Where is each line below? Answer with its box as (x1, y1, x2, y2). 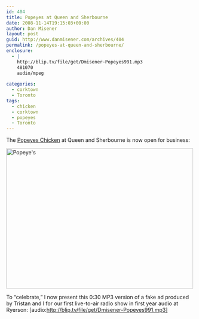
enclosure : (6, 48, 33, 54)
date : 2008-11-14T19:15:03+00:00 (6, 20, 90, 26)
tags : (6, 98, 20, 104)
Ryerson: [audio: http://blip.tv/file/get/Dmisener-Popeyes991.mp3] (6, 306, 168, 314)
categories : (6, 81, 36, 87)
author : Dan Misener (6, 25, 58, 32)
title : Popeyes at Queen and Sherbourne (6, 14, 109, 20)
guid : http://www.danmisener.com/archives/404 (6, 37, 124, 42)
